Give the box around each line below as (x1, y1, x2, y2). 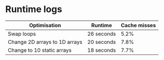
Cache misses (120, 22, 156, 29)
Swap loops (8, 30, 36, 37)
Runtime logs (5, 4, 63, 15)
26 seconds (87, 30, 116, 37)
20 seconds (87, 38, 116, 45)
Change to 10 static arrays (8, 46, 72, 53)
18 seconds (87, 46, 116, 53)
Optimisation (29, 22, 61, 29)
